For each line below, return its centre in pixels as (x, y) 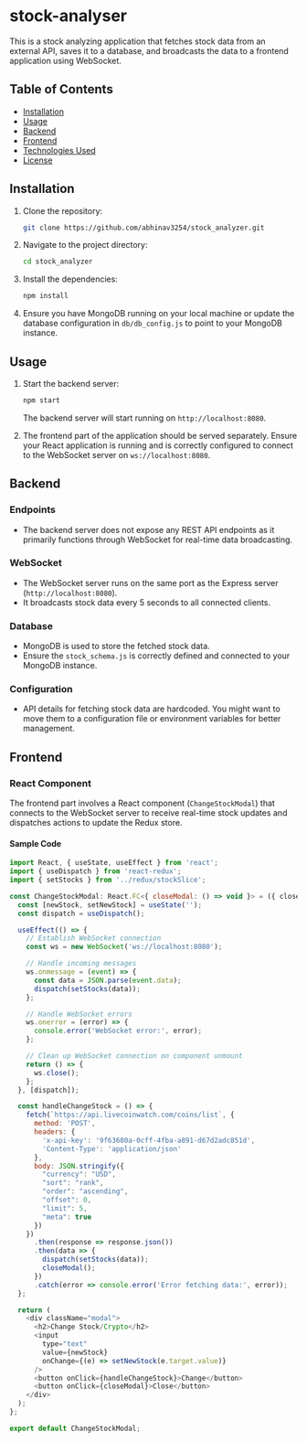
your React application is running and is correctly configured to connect (158, 445)
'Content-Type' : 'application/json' (112, 1148)
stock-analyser (69, 16)
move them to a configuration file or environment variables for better (152, 719)
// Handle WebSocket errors (79, 1014)
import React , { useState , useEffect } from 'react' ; (114, 863)
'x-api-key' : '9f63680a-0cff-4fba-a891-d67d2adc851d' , (149, 1140)
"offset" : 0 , (67, 1200)
